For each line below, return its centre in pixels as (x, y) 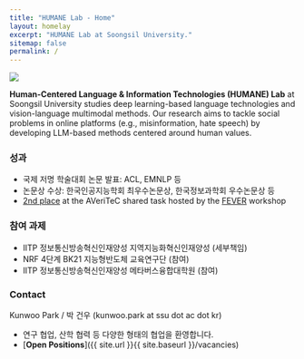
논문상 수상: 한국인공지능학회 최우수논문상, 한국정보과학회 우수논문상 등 (148, 190)
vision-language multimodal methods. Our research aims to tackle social (145, 113)
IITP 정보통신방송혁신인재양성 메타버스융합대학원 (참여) (120, 270)
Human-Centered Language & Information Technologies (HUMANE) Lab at (152, 94)
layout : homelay (40, 26)
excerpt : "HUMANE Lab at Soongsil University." (101, 34)
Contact (28, 294)
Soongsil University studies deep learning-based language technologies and (152, 104)
